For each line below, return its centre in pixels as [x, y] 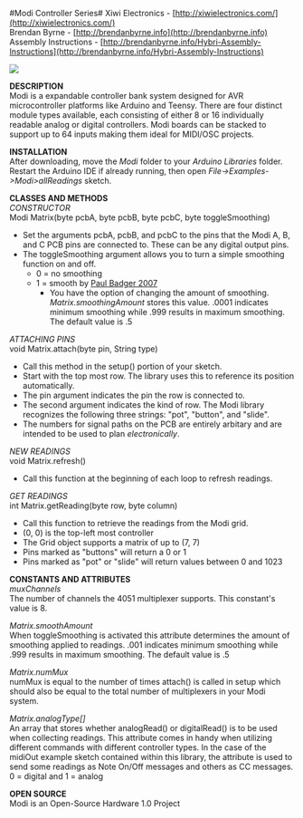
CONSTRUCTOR [40, 208]
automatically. [48, 385]
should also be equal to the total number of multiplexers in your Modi [137, 691]
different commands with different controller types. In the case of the [138, 747]
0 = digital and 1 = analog [57, 776]
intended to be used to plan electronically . [101, 433]
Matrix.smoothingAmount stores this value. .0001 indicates [159, 302]
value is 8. [28, 608]
